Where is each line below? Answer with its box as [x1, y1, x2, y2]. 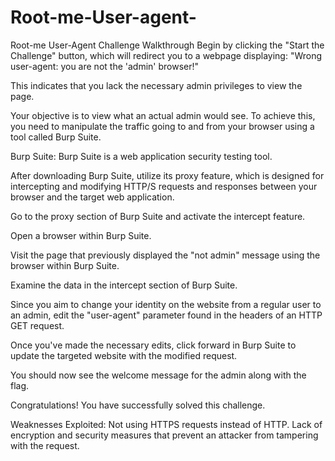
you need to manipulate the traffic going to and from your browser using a [10, 120, 315, 132]
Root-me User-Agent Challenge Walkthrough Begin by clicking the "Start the [10, 39, 325, 51]
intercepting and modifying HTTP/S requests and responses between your [10, 180, 318, 192]
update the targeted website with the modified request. [10, 349, 238, 361]
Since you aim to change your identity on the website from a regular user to [10, 298, 322, 310]
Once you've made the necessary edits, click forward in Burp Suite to [10, 339, 297, 351]
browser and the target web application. [10, 191, 175, 203]
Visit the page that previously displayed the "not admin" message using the [10, 249, 321, 261]
